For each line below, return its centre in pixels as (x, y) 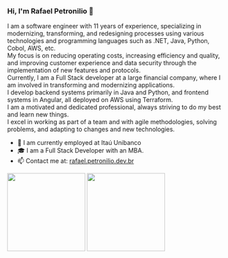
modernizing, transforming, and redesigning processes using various (106, 33)
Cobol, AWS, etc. (32, 49)
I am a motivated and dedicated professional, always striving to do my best (114, 108)
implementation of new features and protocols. (74, 70)
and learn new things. (38, 114)
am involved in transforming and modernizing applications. (91, 85)
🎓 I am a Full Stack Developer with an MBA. (80, 150)
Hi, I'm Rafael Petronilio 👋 (50, 11)
